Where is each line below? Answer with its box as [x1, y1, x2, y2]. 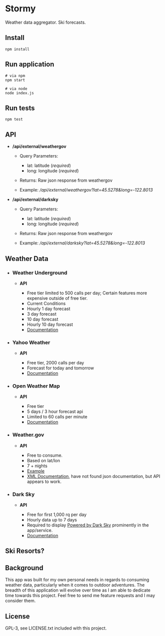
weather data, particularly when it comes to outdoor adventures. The [5, 582, 145, 588]
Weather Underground [12, 269, 67, 276]
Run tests [5, 104, 35, 112]
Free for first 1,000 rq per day [27, 512, 87, 517]
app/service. [27, 527, 53, 533]
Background [5, 563, 43, 572]
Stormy [5, 3, 36, 14]
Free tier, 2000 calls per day [27, 360, 85, 366]
